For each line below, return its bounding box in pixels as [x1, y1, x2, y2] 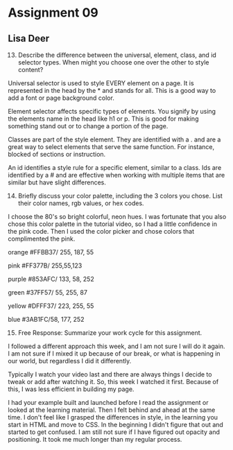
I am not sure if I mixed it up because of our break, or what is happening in [8, 349, 221, 358]
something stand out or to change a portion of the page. [8, 122, 169, 130]
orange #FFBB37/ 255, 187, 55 [8, 248, 94, 256]
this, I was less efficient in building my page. [8, 385, 135, 393]
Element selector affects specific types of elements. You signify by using [8, 107, 216, 115]
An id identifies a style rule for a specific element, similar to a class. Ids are [8, 164, 222, 171]
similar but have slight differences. [8, 178, 107, 187]
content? [17, 66, 44, 73]
